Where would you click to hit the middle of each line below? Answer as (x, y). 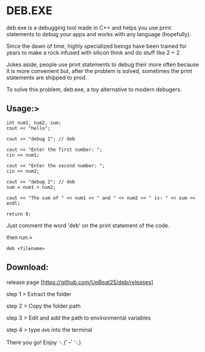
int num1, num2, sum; (34, 123)
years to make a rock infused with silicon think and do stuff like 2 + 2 (93, 52)
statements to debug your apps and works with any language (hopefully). (99, 34)
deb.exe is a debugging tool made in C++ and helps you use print (89, 28)
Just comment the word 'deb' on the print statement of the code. (88, 225)
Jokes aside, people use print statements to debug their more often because (103, 64)
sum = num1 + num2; (31, 187)
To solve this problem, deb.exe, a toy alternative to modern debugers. (94, 89)
